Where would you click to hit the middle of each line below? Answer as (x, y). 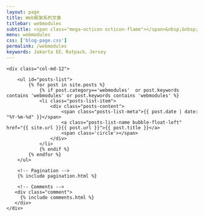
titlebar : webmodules (34, 23)
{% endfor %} (45, 154)
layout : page (23, 12)
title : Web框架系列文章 (34, 18)
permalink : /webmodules (37, 47)
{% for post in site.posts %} (67, 85)
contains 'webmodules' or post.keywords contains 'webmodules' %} (93, 96)
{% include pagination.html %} (57, 176)
